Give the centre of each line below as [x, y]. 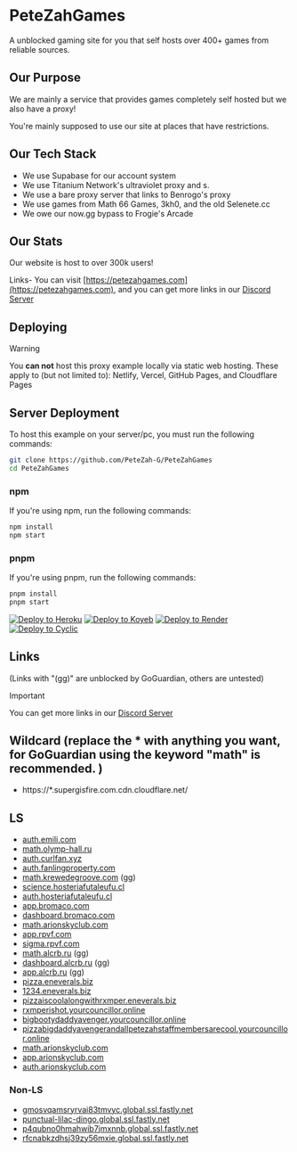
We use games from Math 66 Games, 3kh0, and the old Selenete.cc [146, 204]
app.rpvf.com [47, 934]
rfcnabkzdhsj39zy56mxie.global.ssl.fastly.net [105, 1138]
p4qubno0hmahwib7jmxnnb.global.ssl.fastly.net [110, 1128]
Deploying [38, 327]
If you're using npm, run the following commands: [100, 511]
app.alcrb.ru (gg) [53, 972]
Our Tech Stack [53, 154]
